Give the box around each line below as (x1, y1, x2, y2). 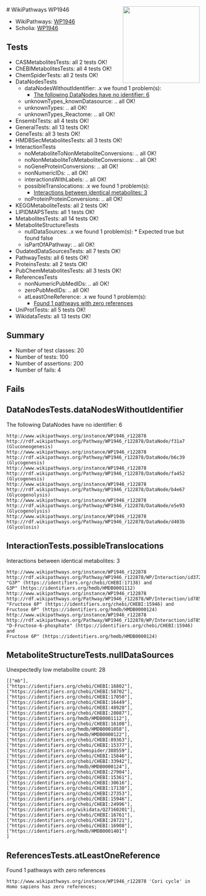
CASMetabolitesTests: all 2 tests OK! (15, 58, 107, 66)
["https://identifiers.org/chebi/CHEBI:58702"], (6, 689, 133, 695)
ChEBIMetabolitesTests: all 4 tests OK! (15, 64, 112, 72)
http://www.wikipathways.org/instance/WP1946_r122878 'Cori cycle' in (6, 878, 191, 885)
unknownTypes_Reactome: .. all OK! (24, 110, 115, 118)
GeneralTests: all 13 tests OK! (15, 123, 90, 131)
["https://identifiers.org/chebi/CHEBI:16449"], (6, 699, 133, 706)
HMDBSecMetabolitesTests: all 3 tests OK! (15, 136, 123, 144)
